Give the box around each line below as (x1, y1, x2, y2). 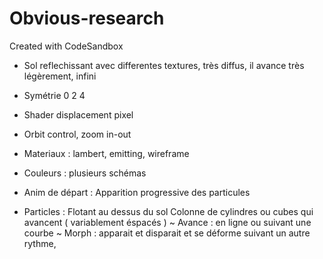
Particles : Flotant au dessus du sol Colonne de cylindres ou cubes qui (23, 205, 314, 217)
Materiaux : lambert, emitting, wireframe (23, 147, 190, 159)
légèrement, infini (23, 70, 97, 82)
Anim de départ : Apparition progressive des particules (23, 186, 251, 198)
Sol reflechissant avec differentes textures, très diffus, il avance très (23, 59, 305, 71)
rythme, (23, 237, 57, 249)
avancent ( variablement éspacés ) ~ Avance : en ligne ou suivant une (23, 216, 312, 228)
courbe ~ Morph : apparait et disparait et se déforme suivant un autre (23, 227, 311, 239)
